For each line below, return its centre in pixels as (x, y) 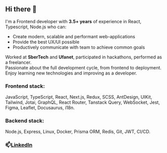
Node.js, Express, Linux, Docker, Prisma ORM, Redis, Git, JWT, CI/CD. (78, 132)
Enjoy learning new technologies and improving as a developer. (71, 73)
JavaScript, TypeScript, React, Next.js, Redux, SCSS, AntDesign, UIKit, (79, 97)
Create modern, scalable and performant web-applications (74, 36)
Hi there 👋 (21, 9)
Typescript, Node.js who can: (36, 27)
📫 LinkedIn (19, 145)
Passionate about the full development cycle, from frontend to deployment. (83, 67)
